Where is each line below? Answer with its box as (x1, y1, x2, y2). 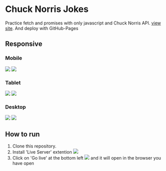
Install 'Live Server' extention (12, 149, 72, 155)
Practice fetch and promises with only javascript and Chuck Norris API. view (5, 20, 162, 26)
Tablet (5, 79, 21, 86)
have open (12, 161, 34, 167)
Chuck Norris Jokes (5, 3, 88, 15)
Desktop (5, 103, 26, 110)
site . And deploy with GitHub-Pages (5, 25, 79, 31)
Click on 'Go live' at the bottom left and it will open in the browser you (12, 155, 162, 161)
